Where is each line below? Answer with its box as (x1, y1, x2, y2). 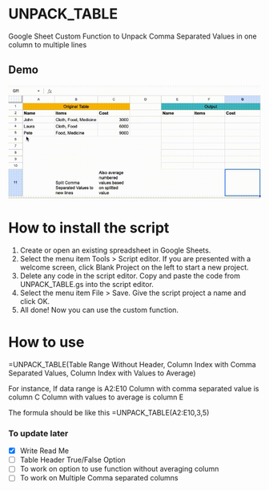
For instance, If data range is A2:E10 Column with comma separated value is (8, 383, 259, 393)
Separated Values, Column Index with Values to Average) (8, 368, 196, 378)
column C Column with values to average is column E (8, 392, 184, 402)
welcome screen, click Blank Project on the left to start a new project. (19, 262, 250, 272)
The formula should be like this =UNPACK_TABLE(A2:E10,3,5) (8, 407, 210, 417)
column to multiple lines (8, 39, 87, 49)
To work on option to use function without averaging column (19, 464, 219, 474)
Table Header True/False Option (19, 455, 126, 465)
